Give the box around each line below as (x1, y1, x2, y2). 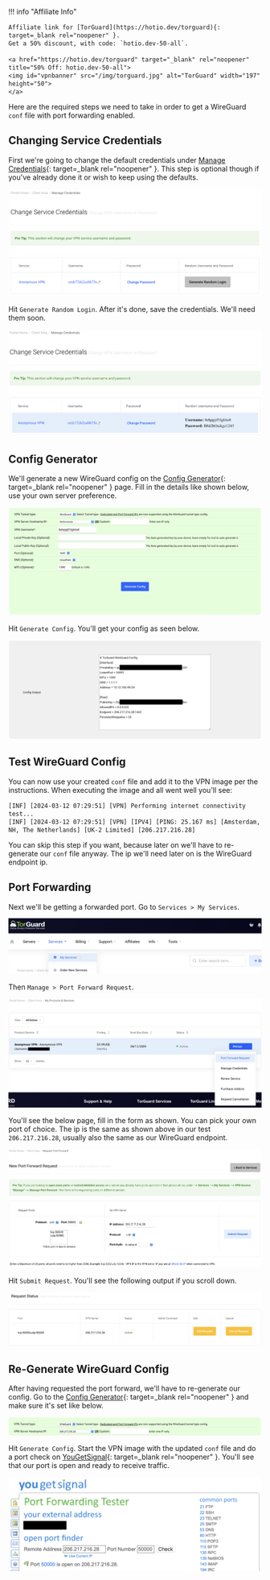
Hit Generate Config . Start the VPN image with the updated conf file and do (8, 1444, 256, 1454)
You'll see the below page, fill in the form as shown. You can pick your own (8, 1115, 257, 1125)
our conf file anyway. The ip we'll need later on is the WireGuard (39, 848, 252, 858)
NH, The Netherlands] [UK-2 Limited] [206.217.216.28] (8, 826, 196, 834)
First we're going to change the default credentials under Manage (8, 155, 226, 164)
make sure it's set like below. (8, 1401, 104, 1411)
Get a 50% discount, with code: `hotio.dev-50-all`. (8, 39, 189, 48)
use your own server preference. (8, 491, 117, 500)
